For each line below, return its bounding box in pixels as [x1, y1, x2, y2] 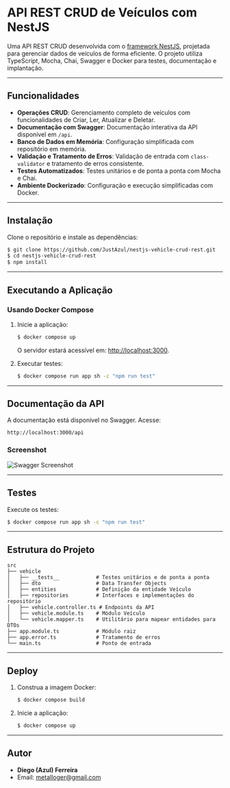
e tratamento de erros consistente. [47, 159, 144, 167]
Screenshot [7, 445, 47, 455]
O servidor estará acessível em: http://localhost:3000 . [16, 346, 170, 354]
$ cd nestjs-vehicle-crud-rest [7, 252, 97, 260]
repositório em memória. [16, 145, 87, 153]
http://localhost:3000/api [7, 430, 84, 436]
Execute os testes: [7, 505, 60, 513]
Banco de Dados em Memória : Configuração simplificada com [16, 137, 194, 145]
